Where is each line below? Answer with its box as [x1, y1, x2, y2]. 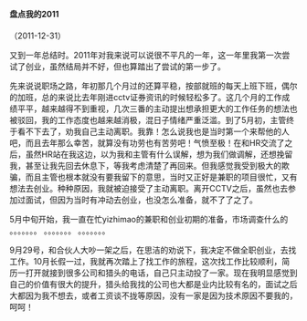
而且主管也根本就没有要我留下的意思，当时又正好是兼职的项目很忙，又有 [25, 171, 298, 182]
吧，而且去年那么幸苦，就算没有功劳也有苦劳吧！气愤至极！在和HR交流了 [9, 138, 285, 149]
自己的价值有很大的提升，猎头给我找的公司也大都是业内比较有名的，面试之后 [9, 279, 298, 290]
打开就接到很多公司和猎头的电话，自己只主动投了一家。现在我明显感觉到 [25, 267, 298, 278]
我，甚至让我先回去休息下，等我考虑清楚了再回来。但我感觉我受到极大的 [9, 160, 281, 171]
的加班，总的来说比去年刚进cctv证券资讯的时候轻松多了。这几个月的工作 [9, 92, 282, 103]
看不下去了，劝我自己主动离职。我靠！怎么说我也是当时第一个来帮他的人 [16, 126, 290, 137]
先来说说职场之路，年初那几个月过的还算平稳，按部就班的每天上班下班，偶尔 [9, 80, 298, 91]
